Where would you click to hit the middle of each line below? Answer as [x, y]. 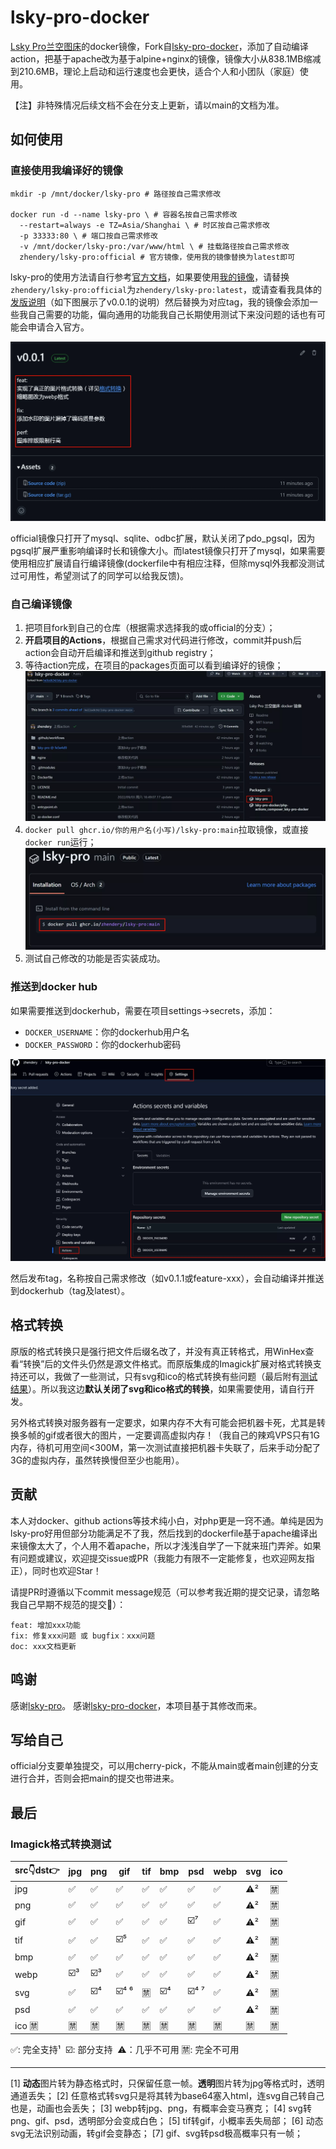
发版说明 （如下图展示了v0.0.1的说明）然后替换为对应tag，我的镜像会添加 [160, 302]
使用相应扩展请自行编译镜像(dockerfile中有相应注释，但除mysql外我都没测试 [167, 563]
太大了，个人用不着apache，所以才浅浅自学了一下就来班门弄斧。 [170, 1545]
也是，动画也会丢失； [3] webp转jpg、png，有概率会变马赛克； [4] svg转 [161, 2108]
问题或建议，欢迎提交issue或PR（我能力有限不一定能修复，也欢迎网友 [162, 1558]
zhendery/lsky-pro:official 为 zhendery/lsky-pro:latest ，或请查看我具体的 [166, 289]
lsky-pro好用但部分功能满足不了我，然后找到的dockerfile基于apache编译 [160, 1533]
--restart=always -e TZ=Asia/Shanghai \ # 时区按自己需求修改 [144, 225]
